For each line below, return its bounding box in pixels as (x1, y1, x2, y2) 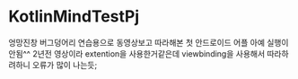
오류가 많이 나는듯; (31, 59, 98, 70)
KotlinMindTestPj (8, 6, 140, 27)
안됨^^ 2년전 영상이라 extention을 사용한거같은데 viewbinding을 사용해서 (8, 48, 266, 59)
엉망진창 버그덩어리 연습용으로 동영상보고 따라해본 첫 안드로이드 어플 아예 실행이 (8, 37, 289, 48)
